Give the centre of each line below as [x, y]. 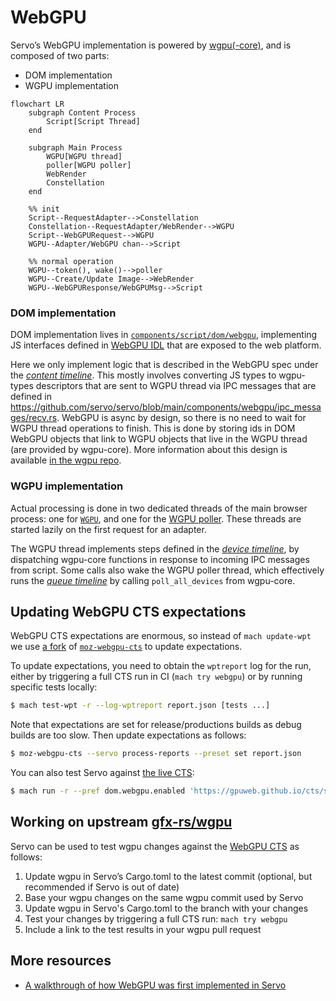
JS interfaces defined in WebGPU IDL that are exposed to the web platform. [166, 345]
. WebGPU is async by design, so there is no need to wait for [181, 418]
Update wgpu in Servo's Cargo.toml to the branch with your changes [166, 908]
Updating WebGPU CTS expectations [128, 611]
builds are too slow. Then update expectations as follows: [128, 735]
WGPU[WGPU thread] [84, 156]
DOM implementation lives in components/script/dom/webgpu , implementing [164, 335]
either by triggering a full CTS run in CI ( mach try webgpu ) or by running [156, 677]
